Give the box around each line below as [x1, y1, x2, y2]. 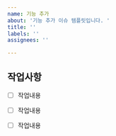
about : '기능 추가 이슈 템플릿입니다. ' [7, 17, 110, 24]
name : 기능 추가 [7, 10, 50, 18]
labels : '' [7, 30, 40, 38]
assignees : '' [7, 37, 50, 44]
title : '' [7, 23, 37, 30]
